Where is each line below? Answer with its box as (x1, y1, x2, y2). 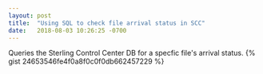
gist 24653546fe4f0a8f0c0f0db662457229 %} (8, 56, 165, 66)
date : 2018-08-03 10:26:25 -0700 (8, 26, 127, 34)
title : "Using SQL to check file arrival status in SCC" (8, 19, 205, 27)
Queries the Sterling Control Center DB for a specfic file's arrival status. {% (8, 49, 256, 58)
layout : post (8, 11, 52, 20)
